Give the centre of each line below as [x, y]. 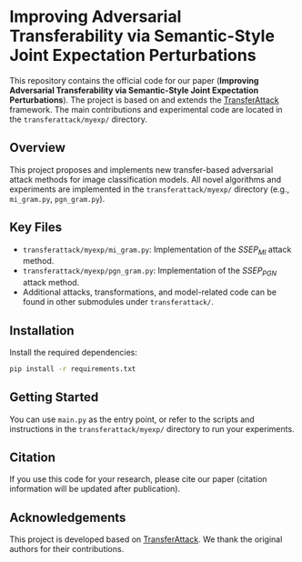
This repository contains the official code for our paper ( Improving [134, 80]
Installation [42, 331]
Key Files [35, 228]
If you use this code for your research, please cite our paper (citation [138, 479]
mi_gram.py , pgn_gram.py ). [57, 198]
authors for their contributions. [67, 549]
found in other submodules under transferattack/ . [118, 302]
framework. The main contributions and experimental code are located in [146, 109]
